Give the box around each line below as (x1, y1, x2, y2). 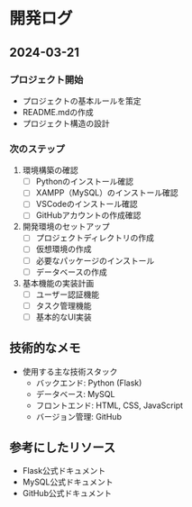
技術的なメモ (9, 340, 81, 356)
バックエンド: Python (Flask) (35, 377, 142, 388)
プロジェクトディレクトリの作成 (35, 232, 155, 243)
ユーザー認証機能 (35, 289, 100, 300)
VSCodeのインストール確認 (35, 199, 138, 210)
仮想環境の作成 (35, 244, 92, 255)
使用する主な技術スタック (22, 366, 118, 376)
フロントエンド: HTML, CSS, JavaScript (35, 400, 183, 411)
